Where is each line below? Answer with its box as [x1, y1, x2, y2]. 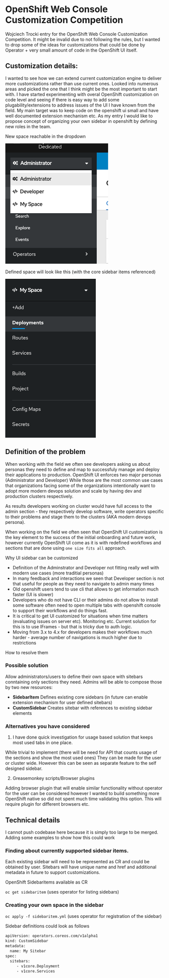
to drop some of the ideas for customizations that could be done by [5, 41, 145, 47]
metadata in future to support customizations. [5, 869, 100, 875]
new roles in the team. [5, 123, 51, 129]
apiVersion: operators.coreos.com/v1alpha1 [5, 933, 98, 938]
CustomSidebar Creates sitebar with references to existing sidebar [12, 705, 153, 711]
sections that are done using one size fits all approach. [5, 545, 127, 551]
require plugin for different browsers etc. [5, 801, 90, 807]
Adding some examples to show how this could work [5, 835, 115, 841]
